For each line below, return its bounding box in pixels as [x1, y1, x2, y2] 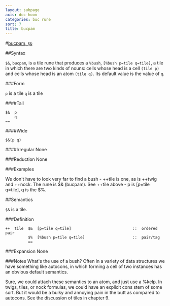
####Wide [5, 128, 28, 134]
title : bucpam [5, 26, 36, 31]
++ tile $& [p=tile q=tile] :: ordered [5, 226, 158, 231]
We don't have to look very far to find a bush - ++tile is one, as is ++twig [5, 176, 157, 182]
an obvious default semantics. [5, 269, 69, 275]
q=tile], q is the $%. [5, 187, 47, 193]
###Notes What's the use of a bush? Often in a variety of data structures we [5, 258, 165, 264]
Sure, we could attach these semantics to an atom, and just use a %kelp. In [5, 279, 162, 285]
